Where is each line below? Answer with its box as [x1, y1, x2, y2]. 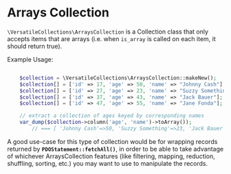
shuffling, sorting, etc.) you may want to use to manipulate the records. [7, 159, 208, 167]
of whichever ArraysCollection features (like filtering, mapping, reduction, [7, 152, 215, 160]
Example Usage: [7, 55, 54, 63]
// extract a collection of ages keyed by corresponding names [19, 112, 205, 119]
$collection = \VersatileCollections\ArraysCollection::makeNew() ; [19, 74, 217, 82]
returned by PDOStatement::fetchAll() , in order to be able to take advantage [7, 145, 224, 153]
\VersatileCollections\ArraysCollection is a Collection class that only [7, 27, 208, 36]
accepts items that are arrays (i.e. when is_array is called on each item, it [7, 34, 217, 42]
